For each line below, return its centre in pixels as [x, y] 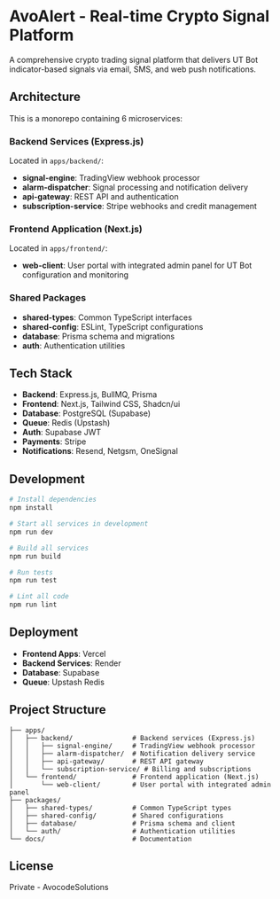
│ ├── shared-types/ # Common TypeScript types [121, 808]
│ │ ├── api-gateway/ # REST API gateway [106, 761]
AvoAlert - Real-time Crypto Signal [140, 16]
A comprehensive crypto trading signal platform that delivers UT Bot [134, 59]
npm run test [33, 581]
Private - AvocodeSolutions [59, 887]
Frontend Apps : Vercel [64, 653]
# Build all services [49, 548]
